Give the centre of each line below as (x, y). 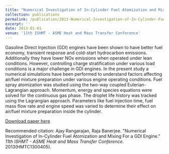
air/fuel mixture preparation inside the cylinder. (54, 111)
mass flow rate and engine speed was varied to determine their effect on (80, 106)
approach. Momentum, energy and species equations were (91, 90)
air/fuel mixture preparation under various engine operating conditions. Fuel (84, 79)
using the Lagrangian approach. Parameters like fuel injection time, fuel (79, 101)
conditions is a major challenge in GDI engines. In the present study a (77, 69)
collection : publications (32, 15)
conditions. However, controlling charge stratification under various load (80, 63)
